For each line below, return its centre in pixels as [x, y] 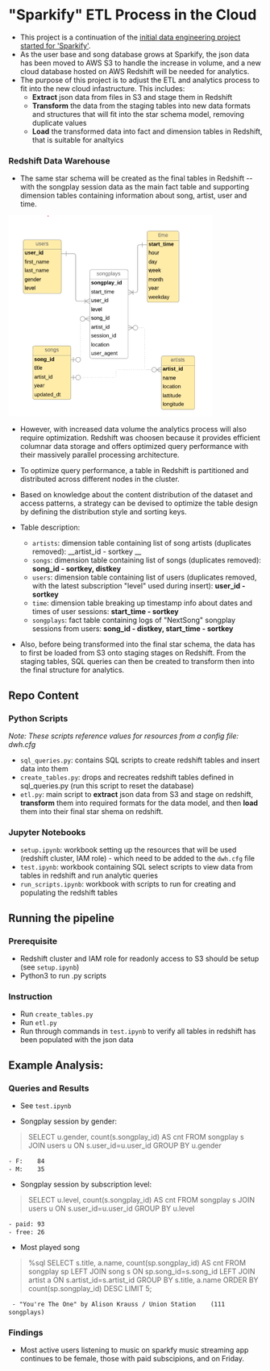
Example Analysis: [56, 1065]
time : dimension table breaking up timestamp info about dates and [142, 603]
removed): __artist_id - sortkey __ [87, 552]
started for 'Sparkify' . [55, 45]
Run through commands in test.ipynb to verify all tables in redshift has [138, 1031]
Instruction [31, 996]
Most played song [50, 1247]
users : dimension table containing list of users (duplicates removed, [144, 577]
